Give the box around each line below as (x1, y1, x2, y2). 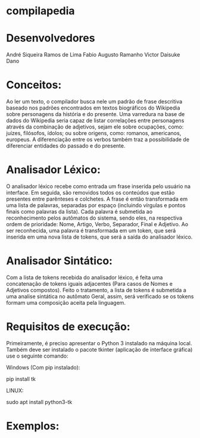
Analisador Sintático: (6, 254, 113, 268)
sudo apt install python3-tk (6, 398, 73, 405)
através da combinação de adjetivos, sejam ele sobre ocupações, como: (6, 123, 184, 130)
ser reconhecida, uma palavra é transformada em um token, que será (6, 227, 176, 234)
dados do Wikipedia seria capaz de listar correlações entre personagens (6, 117, 185, 124)
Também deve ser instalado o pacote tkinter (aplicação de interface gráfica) (6, 346, 193, 353)
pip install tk (6, 375, 36, 382)
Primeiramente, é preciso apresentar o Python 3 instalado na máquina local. (6, 339, 192, 346)
